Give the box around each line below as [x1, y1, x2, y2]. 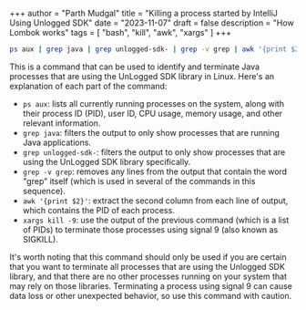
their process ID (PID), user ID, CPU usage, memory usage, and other [22, 108, 283, 119]
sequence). [22, 185, 66, 196]
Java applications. [22, 137, 91, 148]
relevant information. [22, 118, 101, 129]
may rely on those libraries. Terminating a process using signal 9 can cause [9, 280, 293, 291]
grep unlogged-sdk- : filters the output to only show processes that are [22, 146, 286, 158]
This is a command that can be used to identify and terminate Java [9, 61, 260, 72]
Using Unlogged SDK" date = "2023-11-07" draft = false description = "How [9, 17, 294, 28]
